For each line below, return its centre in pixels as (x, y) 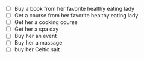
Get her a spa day (36, 29)
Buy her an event (36, 36)
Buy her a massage (38, 43)
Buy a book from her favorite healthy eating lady (74, 9)
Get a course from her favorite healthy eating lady (76, 16)
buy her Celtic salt (37, 49)
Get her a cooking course (46, 22)
